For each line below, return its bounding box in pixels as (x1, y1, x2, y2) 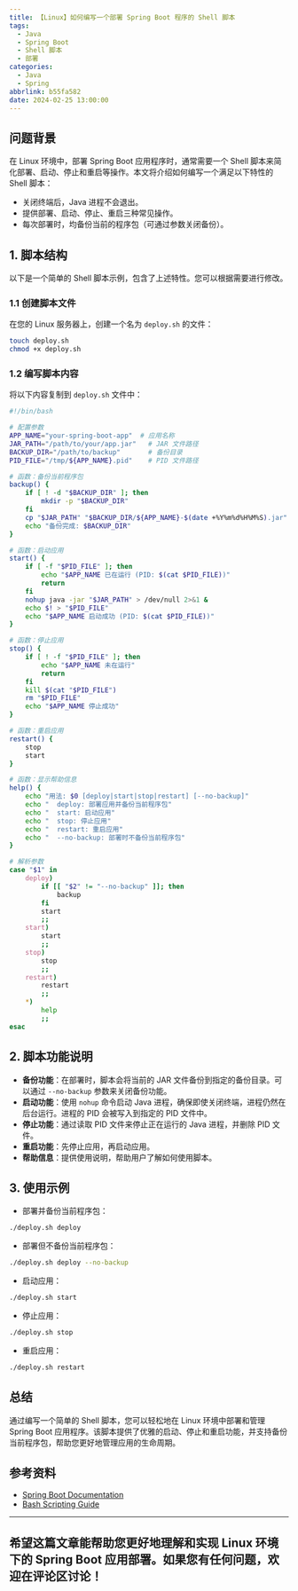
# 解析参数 (9, 857, 44, 866)
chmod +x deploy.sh (9, 345, 82, 354)
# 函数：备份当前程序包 (9, 472, 84, 481)
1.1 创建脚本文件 (9, 296, 77, 309)
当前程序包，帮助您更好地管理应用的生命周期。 (9, 1437, 180, 1447)
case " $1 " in (9, 866, 58, 875)
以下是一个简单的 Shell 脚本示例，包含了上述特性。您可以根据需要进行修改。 (9, 272, 288, 283)
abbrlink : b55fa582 (9, 87, 82, 96)
